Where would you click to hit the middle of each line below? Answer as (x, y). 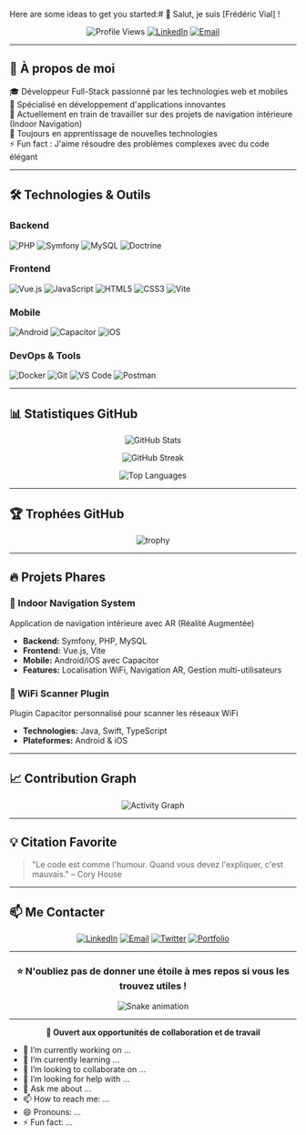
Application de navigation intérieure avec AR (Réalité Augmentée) (132, 623)
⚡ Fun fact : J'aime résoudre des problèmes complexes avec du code (139, 143)
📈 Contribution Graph (73, 779)
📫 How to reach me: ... (66, 1099)
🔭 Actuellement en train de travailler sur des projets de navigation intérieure (151, 114)
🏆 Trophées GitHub (67, 514)
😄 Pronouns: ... (52, 1111)
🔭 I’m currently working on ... (76, 1049)
